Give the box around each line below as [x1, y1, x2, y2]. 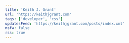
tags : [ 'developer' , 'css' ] [5, 16, 63, 21]
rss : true [5, 30, 26, 35]
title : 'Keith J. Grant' [5, 7, 56, 12]
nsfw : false [5, 26, 30, 31]
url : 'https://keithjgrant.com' [5, 12, 72, 17]
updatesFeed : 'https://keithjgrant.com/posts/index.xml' [5, 21, 125, 26]
